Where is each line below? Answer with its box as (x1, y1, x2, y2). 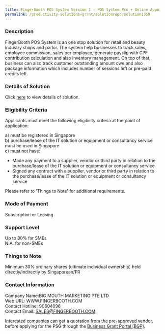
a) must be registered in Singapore (5, 133, 75, 138)
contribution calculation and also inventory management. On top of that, (5, 55, 151, 61)
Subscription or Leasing (5, 211, 54, 217)
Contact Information (5, 281, 55, 288)
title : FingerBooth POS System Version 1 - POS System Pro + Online (5, 7, 148, 12)
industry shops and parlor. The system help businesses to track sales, (5, 44, 147, 50)
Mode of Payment (5, 200, 48, 207)
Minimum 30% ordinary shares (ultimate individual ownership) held (5, 264, 141, 270)
